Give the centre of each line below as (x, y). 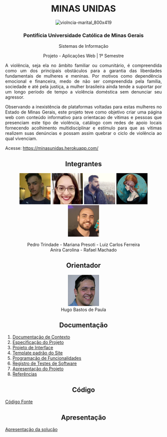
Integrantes (83, 164)
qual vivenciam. (21, 139)
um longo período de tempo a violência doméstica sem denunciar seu (83, 92)
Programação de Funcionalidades (47, 358)
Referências (25, 374)
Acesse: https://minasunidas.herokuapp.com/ (52, 148)
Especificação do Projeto (38, 342)
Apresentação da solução (32, 429)
